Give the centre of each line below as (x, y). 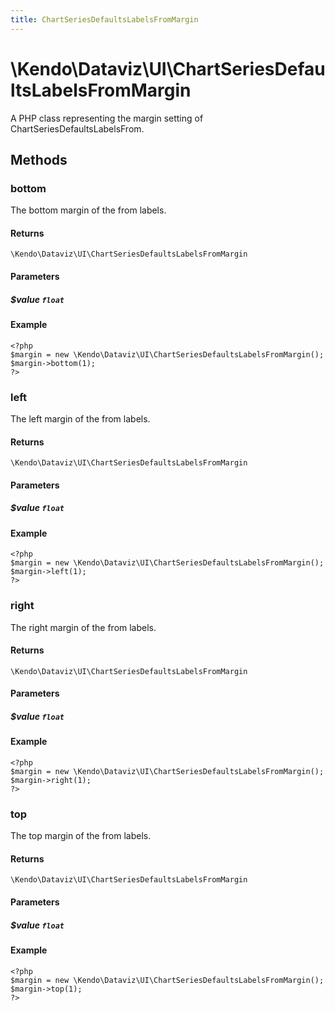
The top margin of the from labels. (81, 836)
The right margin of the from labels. (83, 627)
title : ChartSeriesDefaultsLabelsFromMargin (104, 19)
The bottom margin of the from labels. (88, 210)
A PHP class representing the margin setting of (107, 118)
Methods (39, 159)
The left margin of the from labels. (80, 418)
